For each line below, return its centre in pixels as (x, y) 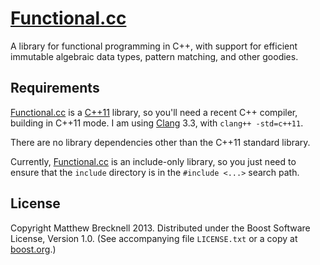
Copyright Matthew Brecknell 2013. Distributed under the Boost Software (160, 228)
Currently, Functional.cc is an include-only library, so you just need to (153, 161)
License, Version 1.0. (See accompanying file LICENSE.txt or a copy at (154, 238)
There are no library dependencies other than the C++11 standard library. (160, 142)
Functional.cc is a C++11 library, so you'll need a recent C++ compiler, (154, 112)
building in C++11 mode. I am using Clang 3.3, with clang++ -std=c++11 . (157, 123)
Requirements (55, 88)
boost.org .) (33, 249)
